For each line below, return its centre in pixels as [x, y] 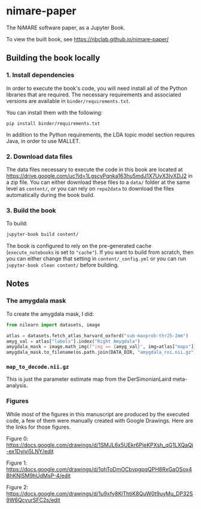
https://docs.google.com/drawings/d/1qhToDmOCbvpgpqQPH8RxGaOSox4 [99, 469]
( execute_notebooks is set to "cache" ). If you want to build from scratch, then [100, 252]
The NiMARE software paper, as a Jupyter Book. [66, 28]
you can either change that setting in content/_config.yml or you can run [96, 259]
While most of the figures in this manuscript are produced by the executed [98, 414]
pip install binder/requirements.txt [53, 123]
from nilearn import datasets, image [53, 325]
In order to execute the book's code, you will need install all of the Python [97, 88]
